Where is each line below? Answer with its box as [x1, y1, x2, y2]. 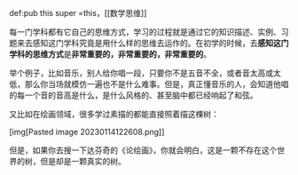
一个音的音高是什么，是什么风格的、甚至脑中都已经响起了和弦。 [24, 90, 258, 100]
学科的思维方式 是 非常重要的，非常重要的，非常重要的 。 [9, 49, 211, 60]
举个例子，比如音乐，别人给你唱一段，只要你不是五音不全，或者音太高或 [9, 68, 273, 78]
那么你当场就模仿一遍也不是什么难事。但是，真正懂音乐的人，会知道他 [24, 79, 281, 89]
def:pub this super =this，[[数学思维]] [9, 8, 147, 18]
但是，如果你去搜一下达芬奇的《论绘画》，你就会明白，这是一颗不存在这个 [9, 145, 278, 155]
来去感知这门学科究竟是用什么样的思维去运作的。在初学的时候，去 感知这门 [16, 38, 289, 48]
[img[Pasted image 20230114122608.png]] [9, 127, 165, 137]
